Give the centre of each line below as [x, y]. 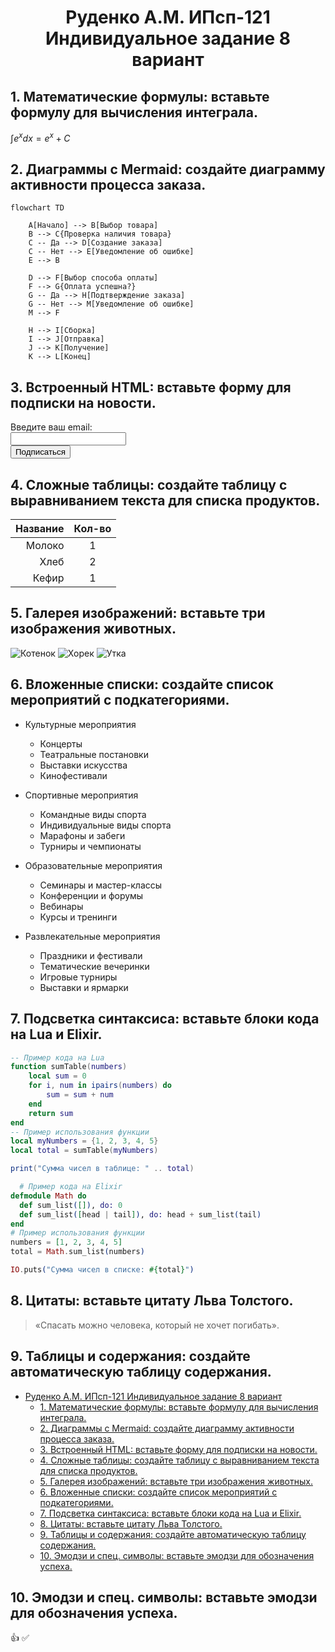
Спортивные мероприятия [81, 795]
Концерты [61, 743]
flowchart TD [37, 208]
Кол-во [92, 529]
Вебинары [61, 906]
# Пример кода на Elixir [71, 1187]
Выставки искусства [83, 765]
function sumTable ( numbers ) [69, 1067]
